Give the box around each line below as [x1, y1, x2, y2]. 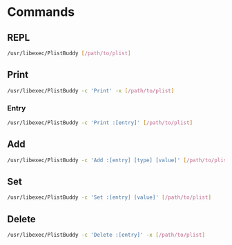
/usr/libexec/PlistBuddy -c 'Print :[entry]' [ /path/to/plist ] [7, 119, 193, 126]
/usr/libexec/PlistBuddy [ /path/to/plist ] [7, 50, 131, 57]
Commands [7, 4, 75, 20]
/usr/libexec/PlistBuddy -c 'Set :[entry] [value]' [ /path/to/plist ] [7, 194, 212, 201]
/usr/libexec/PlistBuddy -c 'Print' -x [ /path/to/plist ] [7, 87, 175, 94]
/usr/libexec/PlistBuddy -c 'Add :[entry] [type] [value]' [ [7, 157, 187, 164]
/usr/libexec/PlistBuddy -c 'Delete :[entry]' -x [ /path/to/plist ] [7, 231, 206, 238]
